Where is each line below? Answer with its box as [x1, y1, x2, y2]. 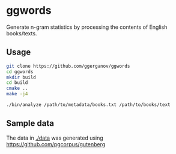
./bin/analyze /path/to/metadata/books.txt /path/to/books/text [6, 102, 171, 108]
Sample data [6, 118, 54, 129]
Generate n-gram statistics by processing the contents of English [6, 23, 168, 31]
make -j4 [6, 91, 28, 97]
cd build [6, 80, 28, 86]
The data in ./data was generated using [6, 134, 103, 141]
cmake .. [6, 85, 28, 92]
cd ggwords [6, 68, 34, 75]
